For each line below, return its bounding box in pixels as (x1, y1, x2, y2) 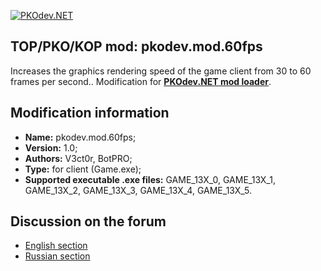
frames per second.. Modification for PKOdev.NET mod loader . (10, 75, 272, 87)
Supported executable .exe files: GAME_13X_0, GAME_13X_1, (24, 173, 276, 185)
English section (24, 240, 88, 252)
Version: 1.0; (24, 141, 78, 154)
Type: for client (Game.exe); (24, 163, 142, 175)
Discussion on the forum (10, 213, 167, 230)
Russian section (24, 250, 91, 262)
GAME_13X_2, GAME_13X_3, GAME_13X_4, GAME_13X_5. (24, 184, 252, 196)
